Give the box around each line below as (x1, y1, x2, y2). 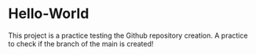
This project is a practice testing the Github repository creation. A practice (8, 31, 248, 40)
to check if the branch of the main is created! (8, 38, 154, 48)
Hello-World (8, 5, 90, 23)
